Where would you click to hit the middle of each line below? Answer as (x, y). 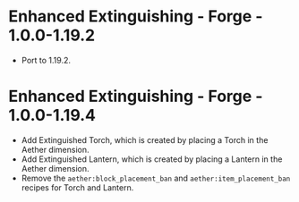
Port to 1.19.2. (46, 60)
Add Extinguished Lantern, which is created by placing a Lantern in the (152, 159)
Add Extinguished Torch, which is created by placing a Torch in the (145, 139)
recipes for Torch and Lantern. (77, 187)
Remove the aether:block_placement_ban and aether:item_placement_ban (156, 178)
